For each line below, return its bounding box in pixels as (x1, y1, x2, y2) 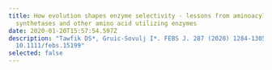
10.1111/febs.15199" (15, 42, 85, 50)
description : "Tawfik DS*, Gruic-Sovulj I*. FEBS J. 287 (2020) (8, 34, 230, 43)
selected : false (8, 49, 63, 57)
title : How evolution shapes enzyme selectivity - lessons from (8, 11, 230, 20)
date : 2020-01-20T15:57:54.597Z (8, 27, 117, 35)
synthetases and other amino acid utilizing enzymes (15, 19, 198, 27)
